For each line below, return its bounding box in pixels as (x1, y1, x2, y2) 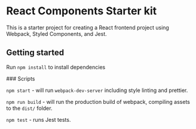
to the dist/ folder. (6, 105, 53, 112)
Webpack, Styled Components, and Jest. (6, 30, 108, 37)
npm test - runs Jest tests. (6, 116, 71, 123)
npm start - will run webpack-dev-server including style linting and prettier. (6, 87, 188, 94)
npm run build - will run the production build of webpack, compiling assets (6, 98, 190, 105)
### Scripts (6, 75, 35, 82)
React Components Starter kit (6, 4, 157, 18)
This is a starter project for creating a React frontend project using (6, 24, 169, 31)
